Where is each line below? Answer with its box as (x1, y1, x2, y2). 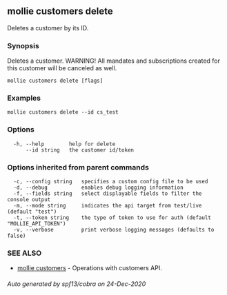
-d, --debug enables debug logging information (13, 184, 184, 191)
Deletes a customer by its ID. (7, 23, 89, 32)
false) (7, 232, 26, 239)
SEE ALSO (7, 248, 42, 258)
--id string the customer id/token (25, 146, 135, 154)
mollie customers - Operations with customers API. (17, 264, 162, 272)
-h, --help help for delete (13, 141, 116, 147)
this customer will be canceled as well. (7, 64, 117, 72)
